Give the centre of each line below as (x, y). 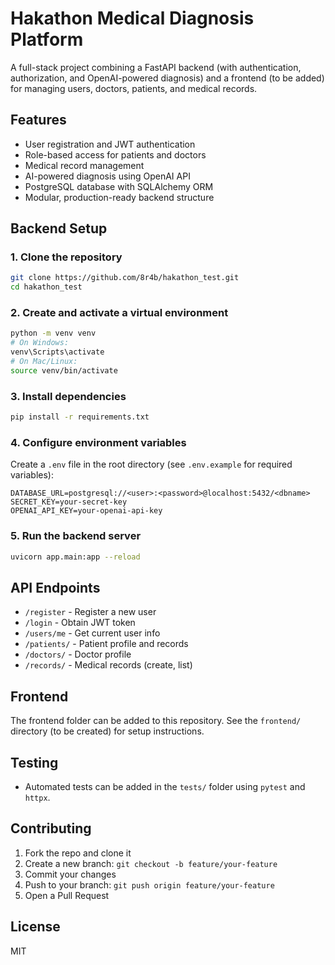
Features (38, 120)
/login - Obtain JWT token (80, 623)
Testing (34, 762)
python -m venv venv (53, 333)
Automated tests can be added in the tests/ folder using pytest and (165, 786)
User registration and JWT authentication (110, 144)
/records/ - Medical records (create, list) (108, 665)
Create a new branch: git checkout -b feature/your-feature (151, 863)
